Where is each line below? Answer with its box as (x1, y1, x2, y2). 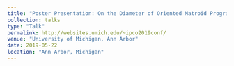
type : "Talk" (7, 23, 45, 30)
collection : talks (7, 16, 61, 23)
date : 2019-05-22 (7, 42, 58, 49)
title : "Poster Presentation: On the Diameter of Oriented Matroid (7, 10, 208, 17)
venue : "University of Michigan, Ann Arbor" (7, 36, 139, 43)
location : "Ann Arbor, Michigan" (7, 49, 104, 56)
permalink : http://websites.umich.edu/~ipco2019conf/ (7, 29, 167, 36)
